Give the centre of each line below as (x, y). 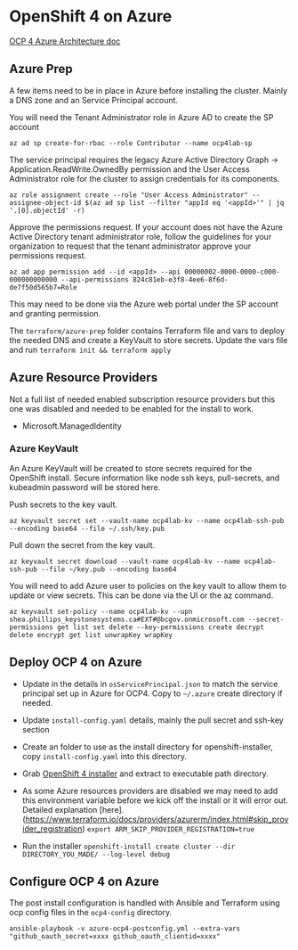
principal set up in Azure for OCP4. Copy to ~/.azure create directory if (152, 693)
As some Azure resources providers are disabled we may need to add (150, 790)
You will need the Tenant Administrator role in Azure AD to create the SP (141, 117)
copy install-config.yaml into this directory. (105, 756)
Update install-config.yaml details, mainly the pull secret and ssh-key (153, 720)
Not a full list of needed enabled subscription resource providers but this (142, 399)
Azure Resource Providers (84, 377)
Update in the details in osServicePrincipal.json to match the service (150, 684)
